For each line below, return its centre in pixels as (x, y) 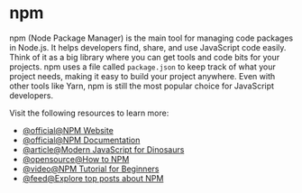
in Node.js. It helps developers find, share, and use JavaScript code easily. (148, 47)
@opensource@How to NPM (76, 159)
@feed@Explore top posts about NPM (93, 178)
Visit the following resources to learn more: (89, 113)
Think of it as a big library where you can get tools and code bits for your (145, 57)
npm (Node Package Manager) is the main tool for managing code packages (151, 38)
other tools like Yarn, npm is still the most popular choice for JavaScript (142, 86)
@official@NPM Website (68, 130)
